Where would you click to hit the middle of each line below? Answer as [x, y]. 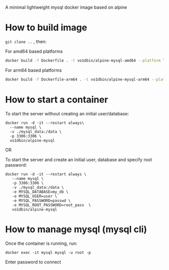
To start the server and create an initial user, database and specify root [79, 159]
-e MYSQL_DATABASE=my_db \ [40, 192]
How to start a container [57, 99]
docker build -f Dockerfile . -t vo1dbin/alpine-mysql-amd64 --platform [83, 60]
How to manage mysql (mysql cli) [76, 229]
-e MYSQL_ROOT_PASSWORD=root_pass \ [52, 205]
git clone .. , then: [26, 41]
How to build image [46, 28]
